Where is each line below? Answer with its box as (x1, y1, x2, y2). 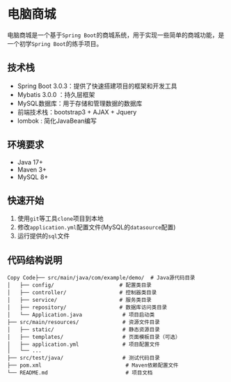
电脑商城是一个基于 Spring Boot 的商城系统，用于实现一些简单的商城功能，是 (7, 31, 225, 39)
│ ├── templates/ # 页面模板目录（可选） (7, 334, 181, 341)
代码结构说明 (7, 254, 63, 266)
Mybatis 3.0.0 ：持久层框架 (17, 90, 95, 98)
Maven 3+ (17, 165, 47, 174)
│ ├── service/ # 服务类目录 (7, 297, 152, 304)
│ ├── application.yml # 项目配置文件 (7, 341, 160, 349)
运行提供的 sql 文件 (17, 231, 70, 240)
